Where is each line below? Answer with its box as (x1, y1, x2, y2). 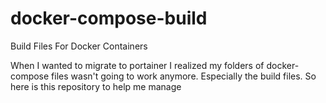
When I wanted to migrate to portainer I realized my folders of (10, 59, 265, 71)
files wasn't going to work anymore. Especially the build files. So (51, 70, 317, 82)
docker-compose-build (10, 7, 208, 30)
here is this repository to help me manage (10, 80, 182, 92)
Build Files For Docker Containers (10, 40, 148, 52)
